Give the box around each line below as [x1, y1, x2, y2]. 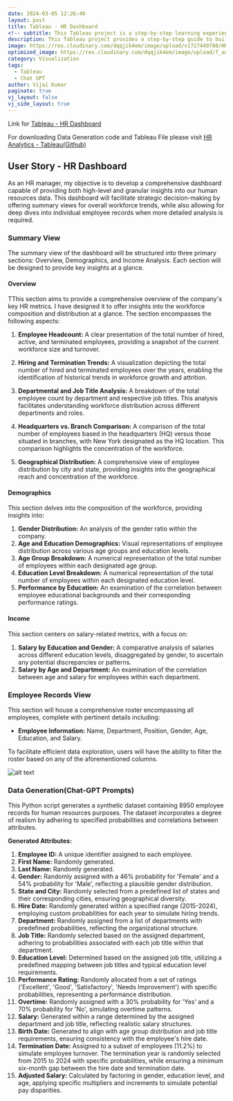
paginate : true [8, 87, 52, 94]
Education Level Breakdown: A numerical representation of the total [17, 569, 214, 577]
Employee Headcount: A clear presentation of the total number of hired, [17, 330, 225, 339]
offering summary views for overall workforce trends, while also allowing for [8, 200, 225, 209]
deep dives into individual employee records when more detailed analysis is [8, 208, 223, 216]
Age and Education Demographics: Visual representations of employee [17, 539, 223, 548]
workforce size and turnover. [17, 345, 100, 354]
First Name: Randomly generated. [17, 857, 115, 866]
